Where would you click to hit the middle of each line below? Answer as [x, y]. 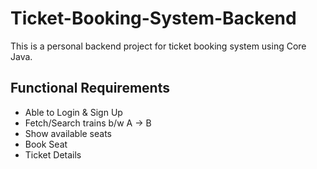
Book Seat [46, 144]
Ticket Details [53, 154]
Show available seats [68, 133]
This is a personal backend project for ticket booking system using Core [158, 46]
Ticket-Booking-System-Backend [153, 18]
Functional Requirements [90, 88]
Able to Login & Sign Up [73, 112]
